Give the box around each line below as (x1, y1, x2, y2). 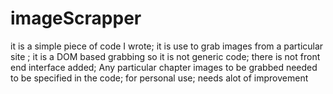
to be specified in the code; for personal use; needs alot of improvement (10, 72, 309, 84)
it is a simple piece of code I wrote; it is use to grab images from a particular (10, 40, 324, 52)
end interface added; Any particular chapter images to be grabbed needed (10, 61, 318, 73)
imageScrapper (10, 7, 142, 30)
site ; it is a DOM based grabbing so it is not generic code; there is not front (10, 50, 321, 62)
